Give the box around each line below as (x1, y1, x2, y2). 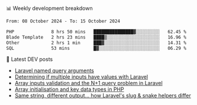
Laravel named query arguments (14, 67, 95, 74)
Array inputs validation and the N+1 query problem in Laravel (14, 80, 163, 87)
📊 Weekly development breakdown (6, 5, 93, 12)
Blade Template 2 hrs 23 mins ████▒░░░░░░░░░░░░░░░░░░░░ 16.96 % (6, 34, 186, 40)
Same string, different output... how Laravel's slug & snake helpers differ (14, 92, 191, 99)
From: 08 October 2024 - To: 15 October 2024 (6, 18, 120, 24)
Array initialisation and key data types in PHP (14, 86, 124, 93)
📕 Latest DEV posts (6, 56, 53, 63)
